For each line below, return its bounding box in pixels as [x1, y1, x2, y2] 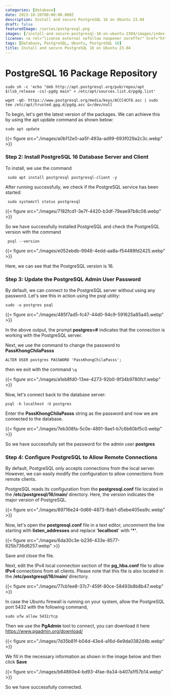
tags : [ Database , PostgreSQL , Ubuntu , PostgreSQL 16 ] [5, 41, 122, 46]
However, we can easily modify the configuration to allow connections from [5, 470, 164, 477]
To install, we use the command [5, 165, 72, 171]
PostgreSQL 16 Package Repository [5, 67, 158, 79]
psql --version [7, 238, 40, 244]
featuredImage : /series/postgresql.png [5, 27, 90, 32]
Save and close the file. [5, 553, 54, 559]
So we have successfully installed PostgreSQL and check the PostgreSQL [5, 223, 160, 230]
